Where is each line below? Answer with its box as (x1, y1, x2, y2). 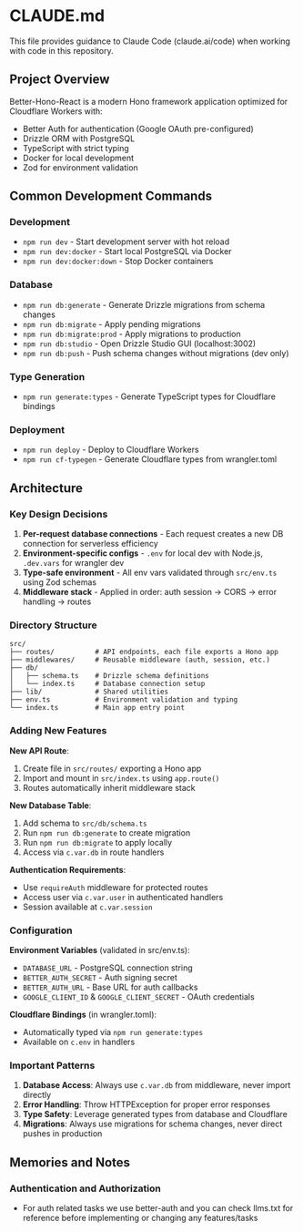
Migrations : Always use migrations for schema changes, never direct (22, 1118, 283, 1130)
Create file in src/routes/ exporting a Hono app (22, 763, 202, 774)
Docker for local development (22, 152, 135, 163)
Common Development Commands (9, 189, 212, 204)
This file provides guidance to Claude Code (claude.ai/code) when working (9, 36, 291, 46)
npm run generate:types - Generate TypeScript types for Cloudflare (22, 391, 276, 402)
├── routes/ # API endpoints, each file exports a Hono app (9, 648, 279, 657)
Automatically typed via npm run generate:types (22, 1026, 203, 1037)
